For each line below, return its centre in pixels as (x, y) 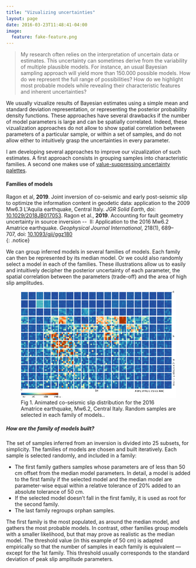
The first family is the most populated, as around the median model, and (93, 522)
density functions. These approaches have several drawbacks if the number (98, 116)
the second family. (37, 504)
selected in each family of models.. (63, 415)
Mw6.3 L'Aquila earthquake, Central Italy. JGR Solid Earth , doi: (81, 209)
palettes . (17, 170)
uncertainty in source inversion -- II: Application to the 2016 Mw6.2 (87, 222)
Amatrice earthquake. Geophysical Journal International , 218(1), (83, 228)
